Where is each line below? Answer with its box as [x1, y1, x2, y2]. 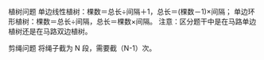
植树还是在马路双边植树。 [8, 27, 92, 36]
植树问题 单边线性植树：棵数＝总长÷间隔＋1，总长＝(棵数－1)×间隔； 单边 [8, 7, 249, 16]
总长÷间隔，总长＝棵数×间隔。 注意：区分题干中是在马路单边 [56, 17, 257, 26]
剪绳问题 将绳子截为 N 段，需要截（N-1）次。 [8, 43, 157, 53]
